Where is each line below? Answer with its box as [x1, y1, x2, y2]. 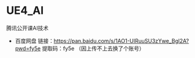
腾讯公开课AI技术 [6, 24, 49, 31]
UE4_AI [6, 4, 44, 18]
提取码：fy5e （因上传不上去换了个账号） [42, 45, 145, 52]
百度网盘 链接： [14, 37, 54, 44]
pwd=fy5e [14, 45, 41, 52]
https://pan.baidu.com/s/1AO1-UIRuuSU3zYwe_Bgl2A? [53, 37, 189, 44]
